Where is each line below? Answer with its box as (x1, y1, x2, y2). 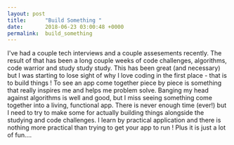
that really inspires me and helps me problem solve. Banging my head (7, 86, 209, 95)
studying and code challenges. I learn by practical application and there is (7, 116, 221, 125)
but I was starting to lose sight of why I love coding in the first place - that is (7, 71, 227, 80)
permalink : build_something (7, 29, 93, 37)
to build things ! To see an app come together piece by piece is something (7, 78, 222, 88)
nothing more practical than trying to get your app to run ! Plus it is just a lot (7, 123, 226, 132)
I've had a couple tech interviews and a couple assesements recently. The (7, 49, 222, 57)
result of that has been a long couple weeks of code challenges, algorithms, (7, 57, 227, 65)
